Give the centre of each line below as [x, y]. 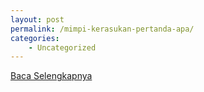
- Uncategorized [62, 47]
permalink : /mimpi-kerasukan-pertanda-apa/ [102, 29]
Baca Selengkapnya [51, 76]
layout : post [37, 19]
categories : [35, 38]
